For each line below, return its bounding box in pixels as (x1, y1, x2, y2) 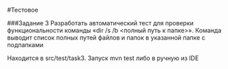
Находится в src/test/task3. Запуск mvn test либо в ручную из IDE (7, 54, 199, 62)
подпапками (7, 41, 44, 49)
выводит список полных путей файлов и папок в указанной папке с (7, 33, 206, 42)
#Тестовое (7, 6, 39, 14)
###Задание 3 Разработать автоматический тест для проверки (7, 19, 194, 27)
